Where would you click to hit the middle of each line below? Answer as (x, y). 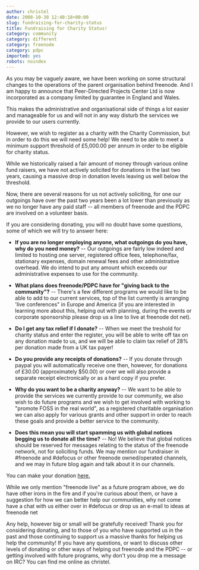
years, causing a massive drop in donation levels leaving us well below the (97, 176)
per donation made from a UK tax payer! (64, 347)
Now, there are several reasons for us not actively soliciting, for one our (94, 194)
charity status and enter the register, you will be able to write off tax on (101, 335)
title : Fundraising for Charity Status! (57, 28)
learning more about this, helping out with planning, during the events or (103, 310)
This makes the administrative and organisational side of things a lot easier (97, 109)
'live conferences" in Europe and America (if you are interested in (95, 304)
